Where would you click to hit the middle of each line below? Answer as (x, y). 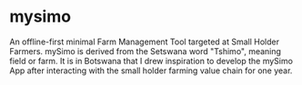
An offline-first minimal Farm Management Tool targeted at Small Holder (145, 42)
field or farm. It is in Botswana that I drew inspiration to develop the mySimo (151, 61)
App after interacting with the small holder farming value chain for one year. (151, 71)
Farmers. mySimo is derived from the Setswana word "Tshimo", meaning (146, 51)
